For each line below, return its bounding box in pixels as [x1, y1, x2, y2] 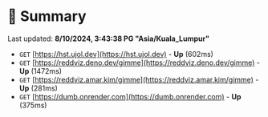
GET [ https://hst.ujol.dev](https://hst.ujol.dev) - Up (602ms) [18, 49, 214, 58]
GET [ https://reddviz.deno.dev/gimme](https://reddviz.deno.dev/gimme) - [18, 58, 261, 67]
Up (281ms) [18, 83, 58, 93]
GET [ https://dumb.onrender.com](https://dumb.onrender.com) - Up [18, 91, 242, 101]
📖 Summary [7, 7, 87, 26]
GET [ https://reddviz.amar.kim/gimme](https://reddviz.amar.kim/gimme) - [18, 75, 259, 84]
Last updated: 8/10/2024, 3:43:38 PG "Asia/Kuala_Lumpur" [7, 34, 210, 43]
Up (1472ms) [18, 66, 62, 75]
